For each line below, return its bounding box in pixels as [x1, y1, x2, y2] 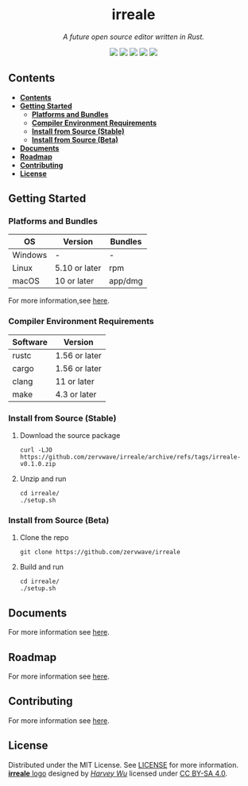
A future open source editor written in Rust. [62, 32, 204, 41]
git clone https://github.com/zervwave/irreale [19, 548, 180, 557]
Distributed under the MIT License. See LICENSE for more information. [8, 760, 239, 769]
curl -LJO [19, 446, 53, 455]
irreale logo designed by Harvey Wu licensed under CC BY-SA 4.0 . [8, 768, 228, 778]
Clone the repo [19, 533, 69, 542]
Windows [12, 249, 48, 260]
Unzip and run [19, 474, 67, 483]
